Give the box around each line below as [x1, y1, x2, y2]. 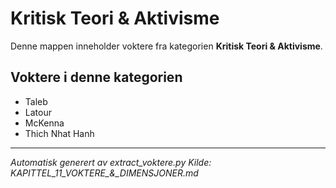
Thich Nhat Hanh [24, 127, 95, 139]
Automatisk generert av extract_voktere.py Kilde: [10, 156, 212, 168]
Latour [24, 106, 52, 118]
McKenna [24, 117, 65, 129]
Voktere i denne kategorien [10, 69, 183, 86]
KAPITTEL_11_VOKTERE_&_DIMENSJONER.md [10, 167, 199, 179]
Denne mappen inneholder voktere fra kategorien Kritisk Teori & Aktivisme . [10, 40, 323, 52]
